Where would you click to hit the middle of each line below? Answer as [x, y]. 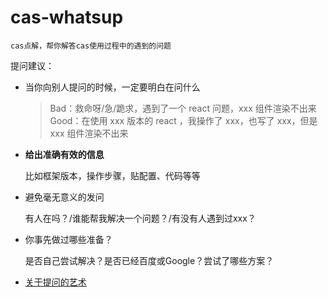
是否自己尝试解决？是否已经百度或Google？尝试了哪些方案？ [149, 260]
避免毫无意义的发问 [64, 197]
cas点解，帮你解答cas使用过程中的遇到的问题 [91, 46]
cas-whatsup [67, 17]
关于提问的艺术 [55, 282]
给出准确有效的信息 [64, 154]
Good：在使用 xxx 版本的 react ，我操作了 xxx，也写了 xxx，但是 [183, 120]
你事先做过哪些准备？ [68, 239]
